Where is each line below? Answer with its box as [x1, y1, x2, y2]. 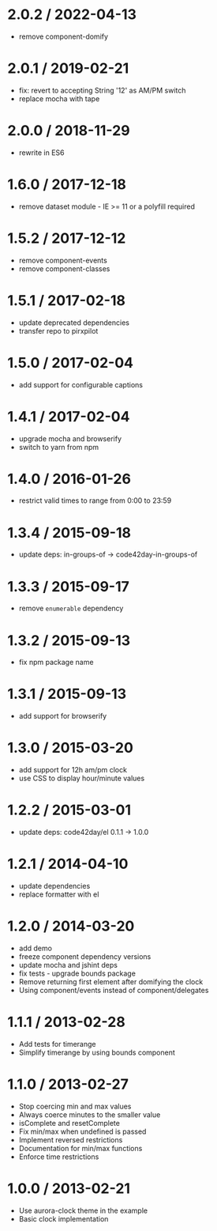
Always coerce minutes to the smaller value [18, 1109, 161, 1120]
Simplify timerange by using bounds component [18, 1048, 175, 1057]
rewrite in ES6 [18, 148, 65, 157]
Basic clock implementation [18, 1214, 109, 1223]
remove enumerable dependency [18, 603, 124, 614]
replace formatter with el [18, 889, 99, 899]
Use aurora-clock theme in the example [18, 1206, 148, 1215]
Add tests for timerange [18, 1039, 96, 1048]
